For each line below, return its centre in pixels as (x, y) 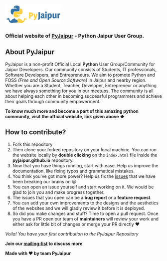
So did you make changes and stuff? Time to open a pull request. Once (85, 213)
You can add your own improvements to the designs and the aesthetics (85, 203)
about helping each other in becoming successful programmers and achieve (83, 96)
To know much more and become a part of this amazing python (72, 111)
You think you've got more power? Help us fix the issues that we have (84, 176)
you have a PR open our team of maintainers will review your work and (85, 219)
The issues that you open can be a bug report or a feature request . (82, 197)
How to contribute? (36, 132)
